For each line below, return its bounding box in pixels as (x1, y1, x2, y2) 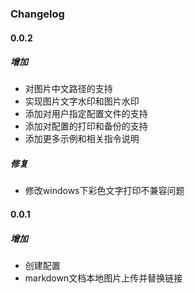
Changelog (10, 7, 65, 21)
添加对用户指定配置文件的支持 (24, 108, 148, 120)
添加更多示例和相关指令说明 (24, 133, 140, 145)
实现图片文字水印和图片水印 (24, 95, 140, 107)
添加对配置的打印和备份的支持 (24, 120, 148, 132)
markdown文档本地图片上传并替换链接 (24, 272, 183, 284)
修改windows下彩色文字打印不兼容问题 (24, 185, 185, 197)
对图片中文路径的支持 (24, 83, 113, 95)
